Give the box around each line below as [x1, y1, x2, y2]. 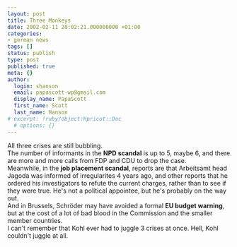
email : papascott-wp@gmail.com [13, 89, 106, 96]
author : [7, 76, 30, 83]
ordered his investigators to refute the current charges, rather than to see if [7, 179, 226, 187]
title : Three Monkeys [7, 17, 71, 24]
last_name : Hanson [13, 109, 69, 116]
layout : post [7, 10, 46, 18]
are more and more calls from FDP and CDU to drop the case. [7, 156, 187, 164]
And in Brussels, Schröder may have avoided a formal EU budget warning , [7, 201, 225, 210]
